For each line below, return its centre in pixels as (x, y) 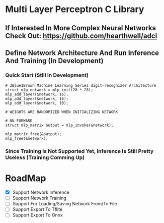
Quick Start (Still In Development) (47, 75)
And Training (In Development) (55, 61)
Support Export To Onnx (37, 215)
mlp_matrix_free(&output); (33, 134)
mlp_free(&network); (27, 139)
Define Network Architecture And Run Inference (82, 53)
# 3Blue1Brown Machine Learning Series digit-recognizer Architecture (81, 86)
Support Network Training (39, 198)
